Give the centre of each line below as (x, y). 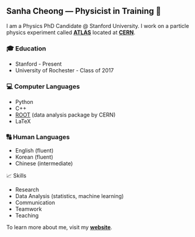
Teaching (27, 215)
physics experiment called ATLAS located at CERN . (71, 32)
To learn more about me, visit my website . (59, 227)
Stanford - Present (38, 64)
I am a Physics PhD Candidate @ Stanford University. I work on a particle (98, 26)
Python (24, 102)
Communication (35, 202)
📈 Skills (16, 175)
